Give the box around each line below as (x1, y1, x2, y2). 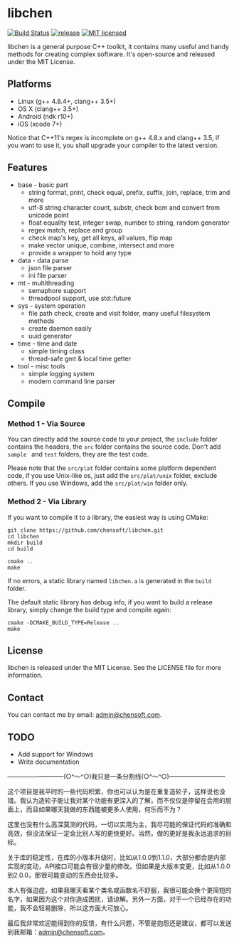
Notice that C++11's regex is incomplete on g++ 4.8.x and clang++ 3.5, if (7, 133, 220, 142)
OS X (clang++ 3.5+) (17, 105, 79, 113)
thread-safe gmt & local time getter (28, 354, 132, 363)
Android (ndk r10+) (17, 112, 73, 120)
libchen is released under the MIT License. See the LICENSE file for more (7, 664, 222, 672)
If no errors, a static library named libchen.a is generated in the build (7, 576, 212, 585)
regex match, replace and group (28, 225, 123, 234)
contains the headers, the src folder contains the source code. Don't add (7, 442, 221, 451)
